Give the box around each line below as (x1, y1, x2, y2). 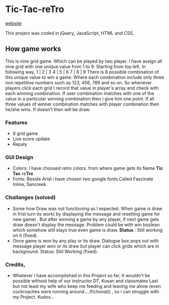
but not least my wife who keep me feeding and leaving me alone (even (12, 283, 161, 289)
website (5, 20, 22, 26)
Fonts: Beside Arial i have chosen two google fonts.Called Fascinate (12, 176, 154, 182)
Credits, (5, 261, 26, 268)
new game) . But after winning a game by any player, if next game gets (12, 216, 159, 222)
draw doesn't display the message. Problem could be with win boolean (12, 221, 160, 228)
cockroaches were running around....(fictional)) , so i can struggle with (12, 288, 159, 294)
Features (5, 119, 28, 126)
